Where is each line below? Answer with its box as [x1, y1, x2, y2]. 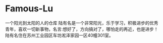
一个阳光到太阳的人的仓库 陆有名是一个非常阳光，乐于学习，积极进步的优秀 [5, 20, 159, 26]
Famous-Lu [5, 3, 54, 14]
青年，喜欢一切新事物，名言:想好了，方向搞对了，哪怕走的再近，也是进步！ [5, 26, 159, 32]
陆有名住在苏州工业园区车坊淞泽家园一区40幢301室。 [5, 32, 114, 38]
